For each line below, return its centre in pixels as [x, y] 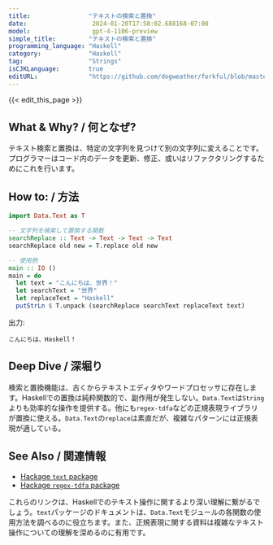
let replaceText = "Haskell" [65, 299]
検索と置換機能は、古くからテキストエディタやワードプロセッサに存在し [129, 387]
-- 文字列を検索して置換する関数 [56, 231]
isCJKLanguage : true [56, 69]
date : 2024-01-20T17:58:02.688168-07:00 [108, 24]
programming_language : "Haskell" [65, 46]
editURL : [23, 76]
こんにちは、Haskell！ [43, 339]
